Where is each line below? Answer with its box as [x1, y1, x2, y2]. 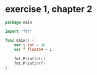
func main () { [5, 38, 35, 43]
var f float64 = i [14, 47, 52, 52]
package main [5, 20, 32, 25]
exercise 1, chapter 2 [5, 3, 93, 15]
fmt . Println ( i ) [14, 56, 46, 62]
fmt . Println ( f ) [14, 61, 46, 66]
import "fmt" [5, 29, 32, 34]
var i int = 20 [14, 42, 46, 48]
